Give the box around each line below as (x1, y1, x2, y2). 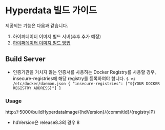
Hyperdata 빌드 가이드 (5, 5, 97, 16)
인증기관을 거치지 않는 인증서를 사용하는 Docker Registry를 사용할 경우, (12, 69, 156, 75)
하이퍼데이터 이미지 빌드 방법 (12, 39, 71, 46)
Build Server (5, 55, 46, 64)
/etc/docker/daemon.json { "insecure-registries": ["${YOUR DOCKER (12, 81, 160, 86)
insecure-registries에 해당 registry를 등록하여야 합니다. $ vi (12, 75, 136, 82)
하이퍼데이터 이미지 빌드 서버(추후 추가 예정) (12, 33, 101, 39)
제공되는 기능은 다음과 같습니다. (5, 22, 69, 29)
